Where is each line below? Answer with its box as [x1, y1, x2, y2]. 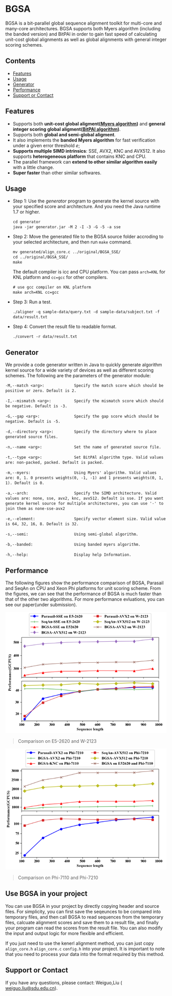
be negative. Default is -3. [5, 403, 68, 409]
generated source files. [5, 434, 58, 440]
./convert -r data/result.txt [12, 334, 78, 339]
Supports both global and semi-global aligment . [12, 131, 116, 137]
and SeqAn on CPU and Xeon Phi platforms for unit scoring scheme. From [5, 585, 161, 591]
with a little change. [12, 164, 54, 170]
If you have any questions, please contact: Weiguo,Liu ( [5, 980, 122, 986]
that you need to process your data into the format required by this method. [5, 951, 165, 957]
